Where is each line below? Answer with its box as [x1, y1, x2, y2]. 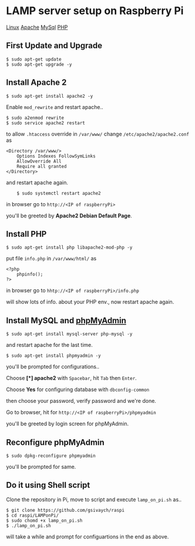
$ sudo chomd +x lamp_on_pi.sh [6, 517, 83, 524]
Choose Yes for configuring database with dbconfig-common [6, 386, 150, 393]
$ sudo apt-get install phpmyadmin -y [6, 353, 101, 359]
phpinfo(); [16, 272, 43, 277]
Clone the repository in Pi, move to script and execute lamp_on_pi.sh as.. [6, 496, 182, 503]
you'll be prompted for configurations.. [6, 363, 100, 370]
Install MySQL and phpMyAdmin [6, 315, 126, 325]
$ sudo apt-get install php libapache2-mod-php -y [6, 244, 133, 251]
